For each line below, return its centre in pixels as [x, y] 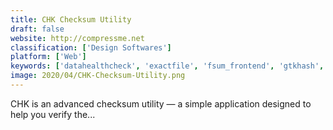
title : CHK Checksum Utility [71, 19]
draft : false [37, 29]
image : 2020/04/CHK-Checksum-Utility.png [98, 76]
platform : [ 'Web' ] [48, 57]
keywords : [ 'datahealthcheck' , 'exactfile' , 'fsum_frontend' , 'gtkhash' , [167, 66]
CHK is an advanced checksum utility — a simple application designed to [161, 103]
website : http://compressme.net [77, 38]
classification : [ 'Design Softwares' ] [91, 47]
